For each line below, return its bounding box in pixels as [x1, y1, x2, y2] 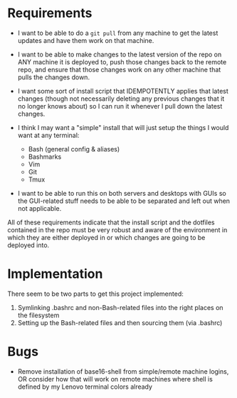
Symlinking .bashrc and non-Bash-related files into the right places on [17, 303, 223, 312]
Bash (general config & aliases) [28, 144, 120, 153]
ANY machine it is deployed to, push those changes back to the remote [17, 57, 227, 66]
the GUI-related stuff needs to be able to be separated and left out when [17, 196, 230, 205]
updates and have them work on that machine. [17, 36, 154, 44]
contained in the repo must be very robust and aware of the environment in [7, 225, 228, 234]
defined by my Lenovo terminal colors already [17, 382, 153, 391]
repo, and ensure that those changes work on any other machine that [17, 65, 221, 74]
